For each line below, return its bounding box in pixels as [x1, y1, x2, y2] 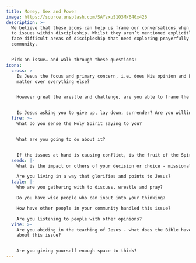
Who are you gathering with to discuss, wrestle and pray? [16, 185, 163, 191]
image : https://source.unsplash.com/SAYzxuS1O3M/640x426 [6, 14, 148, 20]
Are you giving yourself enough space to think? [16, 248, 137, 254]
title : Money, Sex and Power [6, 8, 77, 15]
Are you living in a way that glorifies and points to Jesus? [16, 174, 171, 179]
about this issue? [16, 232, 61, 238]
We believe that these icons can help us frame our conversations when [11, 25, 190, 31]
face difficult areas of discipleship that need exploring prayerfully [11, 36, 190, 41]
